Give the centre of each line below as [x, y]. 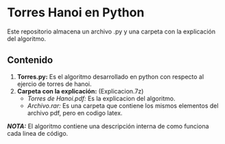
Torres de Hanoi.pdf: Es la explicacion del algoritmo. [102, 98]
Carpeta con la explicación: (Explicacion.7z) [80, 91]
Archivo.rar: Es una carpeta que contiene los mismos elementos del [123, 105]
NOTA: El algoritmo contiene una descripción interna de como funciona [108, 126]
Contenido [30, 60]
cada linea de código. [38, 133]
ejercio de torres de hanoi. [54, 84]
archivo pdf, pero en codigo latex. [75, 113]
